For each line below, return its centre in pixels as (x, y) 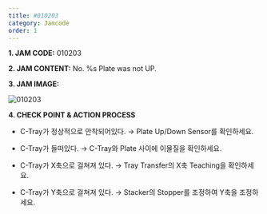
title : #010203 (34, 16)
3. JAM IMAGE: (34, 84)
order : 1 (23, 30)
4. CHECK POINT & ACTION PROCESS (72, 115)
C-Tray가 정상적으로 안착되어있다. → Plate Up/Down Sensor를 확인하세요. (137, 132)
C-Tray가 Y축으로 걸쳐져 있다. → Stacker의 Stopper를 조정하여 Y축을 (129, 192)
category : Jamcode (39, 23)
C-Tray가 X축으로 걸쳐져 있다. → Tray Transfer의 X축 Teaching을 (123, 165)
